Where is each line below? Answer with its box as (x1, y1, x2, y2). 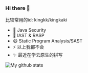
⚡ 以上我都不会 (12, 44, 45, 50)
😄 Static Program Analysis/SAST (12, 38, 83, 44)
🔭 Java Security (12, 27, 47, 33)
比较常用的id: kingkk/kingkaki (5, 17, 68, 23)
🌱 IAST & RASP (12, 33, 45, 39)
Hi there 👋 (5, 5, 31, 12)
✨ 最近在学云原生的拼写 (12, 52, 63, 58)
